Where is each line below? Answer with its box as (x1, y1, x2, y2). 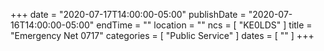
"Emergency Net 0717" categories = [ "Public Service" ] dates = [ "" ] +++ (10, 30, 315, 41)
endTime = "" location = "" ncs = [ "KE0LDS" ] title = (96, 19, 313, 31)
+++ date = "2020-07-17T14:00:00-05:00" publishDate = (10, 9, 247, 20)
